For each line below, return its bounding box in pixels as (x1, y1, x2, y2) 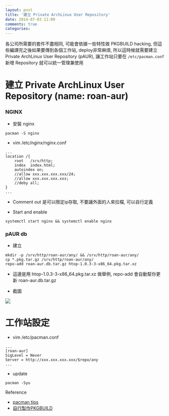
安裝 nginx (12, 120, 34, 127)
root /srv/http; (14, 158, 53, 163)
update (12, 370, 28, 377)
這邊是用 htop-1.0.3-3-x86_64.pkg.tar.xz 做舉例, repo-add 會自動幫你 (12, 271, 156, 277)
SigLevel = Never (5, 353, 42, 358)
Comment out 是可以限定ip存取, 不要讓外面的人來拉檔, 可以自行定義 (12, 198, 153, 205)
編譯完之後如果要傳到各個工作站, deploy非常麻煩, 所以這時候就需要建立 (9, 47, 158, 53)
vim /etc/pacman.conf (12, 334, 59, 340)
